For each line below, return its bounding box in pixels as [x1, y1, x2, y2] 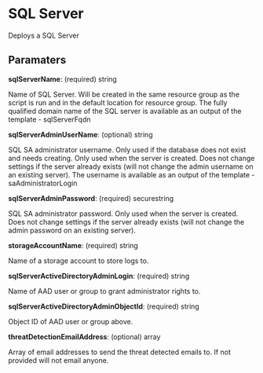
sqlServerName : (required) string [8, 74, 118, 83]
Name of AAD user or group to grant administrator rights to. [8, 286, 201, 295]
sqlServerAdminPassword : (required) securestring [8, 193, 174, 203]
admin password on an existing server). [8, 225, 136, 235]
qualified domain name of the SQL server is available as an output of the [8, 106, 242, 115]
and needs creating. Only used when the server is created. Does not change [8, 153, 255, 163]
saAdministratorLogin [8, 178, 78, 188]
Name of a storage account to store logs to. [8, 256, 149, 265]
